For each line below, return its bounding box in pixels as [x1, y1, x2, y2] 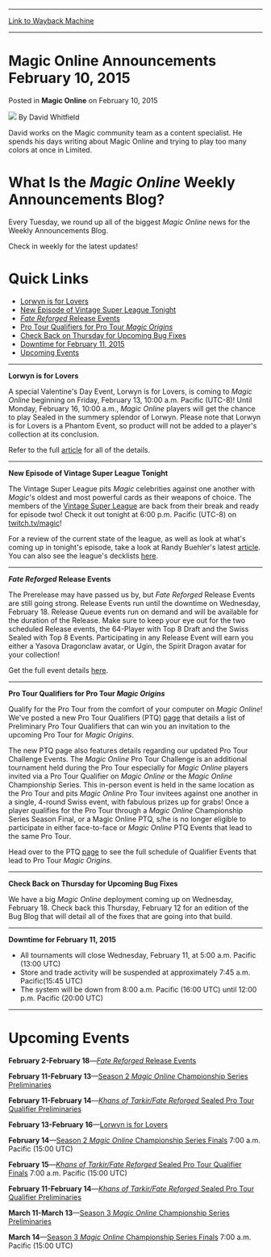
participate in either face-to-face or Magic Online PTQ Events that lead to [8, 822, 252, 832]
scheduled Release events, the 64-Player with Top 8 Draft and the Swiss [8, 624, 249, 633]
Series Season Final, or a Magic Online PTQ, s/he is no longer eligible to [8, 814, 247, 824]
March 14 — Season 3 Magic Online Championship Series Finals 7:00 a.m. [8, 1232, 252, 1242]
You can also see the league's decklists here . [8, 550, 159, 561]
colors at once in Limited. [8, 144, 93, 154]
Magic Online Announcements [8, 52, 217, 70]
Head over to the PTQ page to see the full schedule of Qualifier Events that [8, 846, 256, 856]
